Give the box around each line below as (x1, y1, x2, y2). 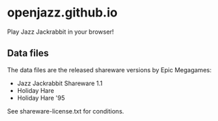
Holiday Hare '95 (17, 93, 65, 102)
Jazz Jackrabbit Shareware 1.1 (17, 79, 103, 87)
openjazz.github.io (7, 5, 118, 21)
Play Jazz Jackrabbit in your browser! (7, 27, 114, 36)
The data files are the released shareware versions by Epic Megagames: (7, 65, 212, 74)
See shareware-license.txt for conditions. (7, 107, 124, 115)
